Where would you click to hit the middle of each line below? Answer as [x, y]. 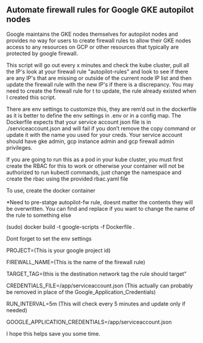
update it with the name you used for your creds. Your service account [95, 135]
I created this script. [31, 97]
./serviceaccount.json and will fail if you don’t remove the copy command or [101, 128]
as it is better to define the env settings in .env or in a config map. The [94, 115]
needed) [17, 310]
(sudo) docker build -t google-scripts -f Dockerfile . [71, 227]
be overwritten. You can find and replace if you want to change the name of [101, 208]
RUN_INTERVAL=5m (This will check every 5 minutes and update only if [96, 304]
